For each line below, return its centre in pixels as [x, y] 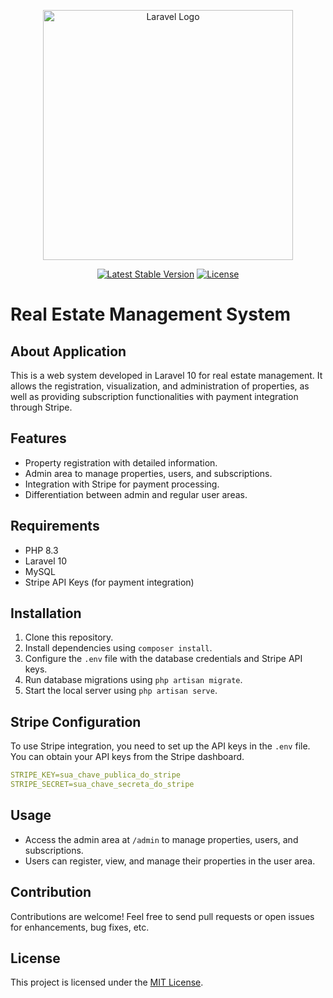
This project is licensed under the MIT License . [107, 982]
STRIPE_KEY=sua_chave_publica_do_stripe [96, 775]
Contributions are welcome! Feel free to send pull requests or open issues [162, 916]
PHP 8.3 [41, 550]
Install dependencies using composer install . [118, 648]
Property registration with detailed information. [121, 462]
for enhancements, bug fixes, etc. [80, 927]
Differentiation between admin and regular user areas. [136, 494]
